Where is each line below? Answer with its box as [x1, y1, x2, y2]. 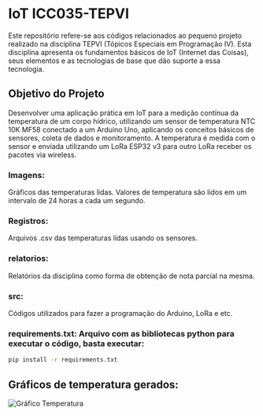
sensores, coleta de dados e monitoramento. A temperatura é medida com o [8, 133, 256, 143]
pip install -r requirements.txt [8, 356, 118, 364]
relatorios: [8, 253, 49, 264]
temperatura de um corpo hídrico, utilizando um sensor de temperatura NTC [8, 116, 256, 126]
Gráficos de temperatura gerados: [8, 377, 179, 391]
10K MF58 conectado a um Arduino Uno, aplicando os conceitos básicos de [8, 124, 254, 134]
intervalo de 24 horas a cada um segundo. [8, 196, 146, 206]
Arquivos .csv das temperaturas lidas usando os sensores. [8, 233, 198, 243]
